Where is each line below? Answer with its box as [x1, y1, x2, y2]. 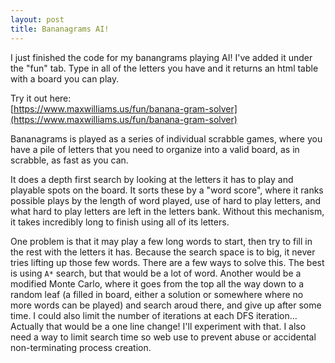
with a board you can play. [10, 72, 120, 85]
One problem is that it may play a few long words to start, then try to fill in [10, 235, 313, 247]
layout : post [10, 14, 65, 25]
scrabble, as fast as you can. [10, 154, 129, 166]
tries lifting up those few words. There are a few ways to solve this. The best [10, 256, 325, 268]
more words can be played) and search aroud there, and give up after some [10, 299, 322, 311]
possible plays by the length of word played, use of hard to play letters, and [10, 194, 322, 206]
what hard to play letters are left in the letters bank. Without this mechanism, [10, 205, 325, 217]
